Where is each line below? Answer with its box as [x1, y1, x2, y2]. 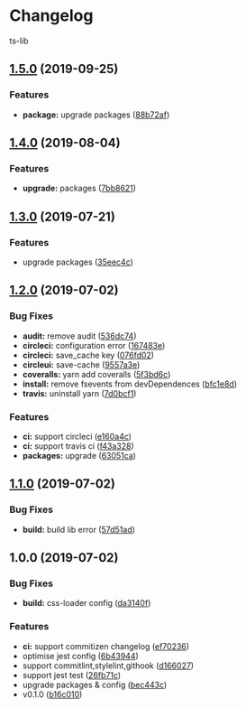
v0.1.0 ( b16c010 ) [22, 688, 83, 700]
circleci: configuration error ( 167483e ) [22, 340, 166, 350]
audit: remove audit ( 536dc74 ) [22, 331, 137, 341]
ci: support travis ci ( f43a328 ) [22, 440, 135, 452]
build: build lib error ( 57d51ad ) [22, 524, 135, 535]
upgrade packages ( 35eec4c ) [22, 256, 133, 267]
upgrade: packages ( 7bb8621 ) [22, 182, 137, 194]
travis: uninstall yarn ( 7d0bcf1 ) [22, 387, 137, 398]
